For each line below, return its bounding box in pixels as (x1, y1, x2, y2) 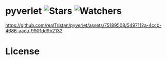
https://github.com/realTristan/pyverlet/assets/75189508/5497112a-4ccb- (5, 22, 162, 28)
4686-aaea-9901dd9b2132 (5, 27, 63, 33)
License (5, 46, 40, 57)
